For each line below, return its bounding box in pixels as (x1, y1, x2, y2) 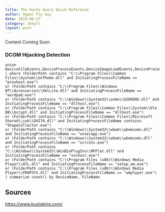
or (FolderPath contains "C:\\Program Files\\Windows (5, 84, 118, 89)
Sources (5, 188, 31, 196)
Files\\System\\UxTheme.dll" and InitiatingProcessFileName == (5, 75, 137, 80)
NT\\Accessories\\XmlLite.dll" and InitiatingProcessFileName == (5, 88, 141, 94)
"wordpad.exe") (5, 93, 36, 98)
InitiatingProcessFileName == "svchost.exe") (5, 153, 100, 158)
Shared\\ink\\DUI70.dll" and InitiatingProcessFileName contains (5, 119, 141, 124)
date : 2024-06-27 (5, 16, 41, 21)
